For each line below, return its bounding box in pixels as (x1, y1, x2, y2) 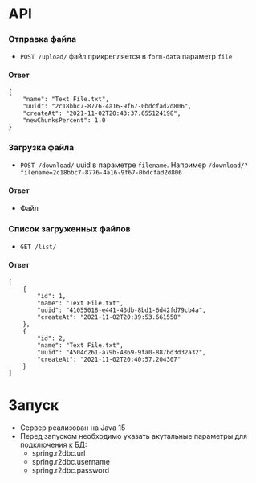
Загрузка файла (8, 141, 75, 153)
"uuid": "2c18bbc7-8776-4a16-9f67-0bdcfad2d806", (22, 102, 193, 110)
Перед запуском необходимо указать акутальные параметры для (19, 431, 247, 440)
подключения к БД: (19, 440, 87, 449)
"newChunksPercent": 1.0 (22, 116, 106, 125)
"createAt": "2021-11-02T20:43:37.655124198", (22, 109, 181, 117)
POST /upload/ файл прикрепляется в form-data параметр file (19, 51, 233, 61)
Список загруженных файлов (8, 223, 131, 235)
